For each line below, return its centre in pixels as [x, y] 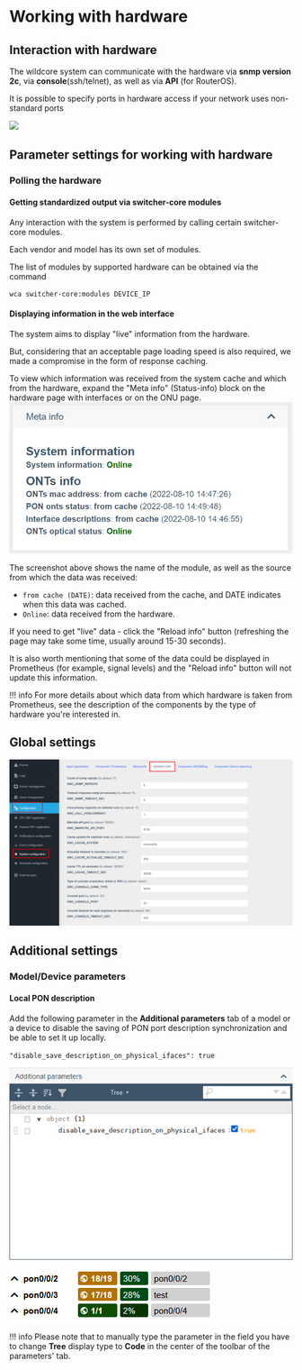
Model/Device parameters [67, 977]
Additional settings [64, 951]
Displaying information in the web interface [92, 314]
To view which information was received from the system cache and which [148, 378]
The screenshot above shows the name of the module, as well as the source [151, 567]
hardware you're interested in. [65, 714]
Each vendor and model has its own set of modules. [105, 249]
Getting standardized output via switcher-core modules [115, 202]
